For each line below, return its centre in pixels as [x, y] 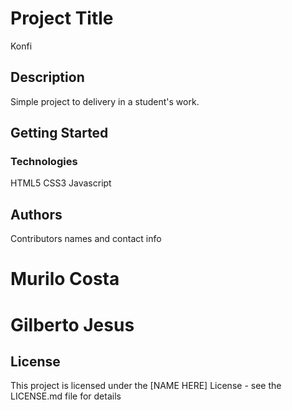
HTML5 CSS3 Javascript [61, 183]
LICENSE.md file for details [66, 396]
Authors [36, 214]
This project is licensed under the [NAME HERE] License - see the [146, 386]
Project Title [62, 18]
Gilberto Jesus [72, 324]
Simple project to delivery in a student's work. [105, 101]
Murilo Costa [65, 279]
